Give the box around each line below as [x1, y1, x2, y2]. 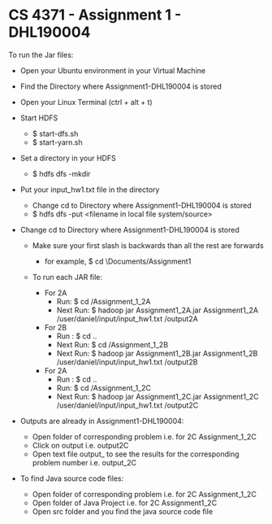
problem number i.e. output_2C [32, 457, 137, 467]
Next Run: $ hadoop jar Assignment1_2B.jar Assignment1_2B [56, 348, 258, 358]
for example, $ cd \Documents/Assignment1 [44, 256, 192, 266]
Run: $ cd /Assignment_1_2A [56, 296, 151, 306]
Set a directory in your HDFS [19, 153, 116, 163]
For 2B [44, 322, 67, 332]
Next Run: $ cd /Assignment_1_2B [56, 339, 169, 349]
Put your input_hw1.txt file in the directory [19, 185, 160, 194]
